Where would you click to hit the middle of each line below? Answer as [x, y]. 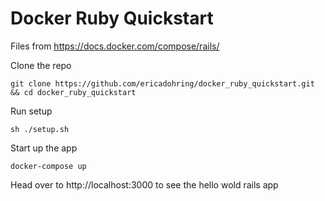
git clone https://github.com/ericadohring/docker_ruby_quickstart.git [162, 83]
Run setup [31, 111]
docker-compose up [48, 166]
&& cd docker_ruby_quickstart [73, 92]
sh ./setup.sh [40, 129]
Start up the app [44, 148]
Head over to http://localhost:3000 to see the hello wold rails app [144, 184]
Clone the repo [41, 65]
